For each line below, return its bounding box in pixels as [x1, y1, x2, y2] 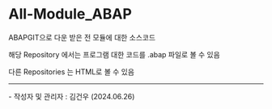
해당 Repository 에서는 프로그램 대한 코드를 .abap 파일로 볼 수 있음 [8, 49, 220, 59]
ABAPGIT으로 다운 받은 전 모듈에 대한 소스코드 [8, 32, 156, 42]
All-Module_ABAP [8, 5, 132, 23]
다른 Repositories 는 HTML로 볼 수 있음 [8, 66, 135, 77]
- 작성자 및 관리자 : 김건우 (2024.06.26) [8, 91, 135, 101]
